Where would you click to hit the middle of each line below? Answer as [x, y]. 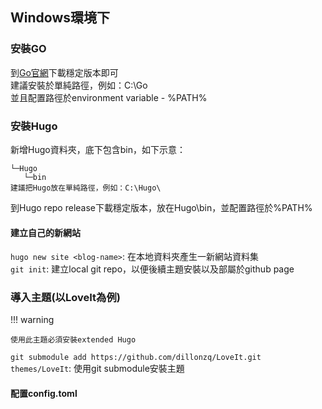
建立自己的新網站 [45, 232]
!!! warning [32, 320]
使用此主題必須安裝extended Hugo [73, 340]
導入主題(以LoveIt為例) [65, 298]
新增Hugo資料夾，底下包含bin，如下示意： [98, 149]
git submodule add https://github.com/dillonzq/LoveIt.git [136, 358]
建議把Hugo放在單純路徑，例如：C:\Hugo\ [86, 188]
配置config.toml [44, 394]
